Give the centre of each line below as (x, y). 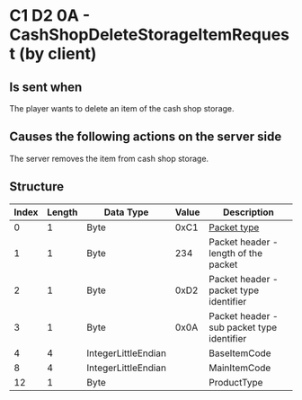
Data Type (126, 212)
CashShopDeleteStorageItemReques (150, 35)
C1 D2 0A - (50, 16)
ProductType (236, 382)
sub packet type (243, 327)
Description (249, 212)
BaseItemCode (240, 353)
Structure (37, 187)
